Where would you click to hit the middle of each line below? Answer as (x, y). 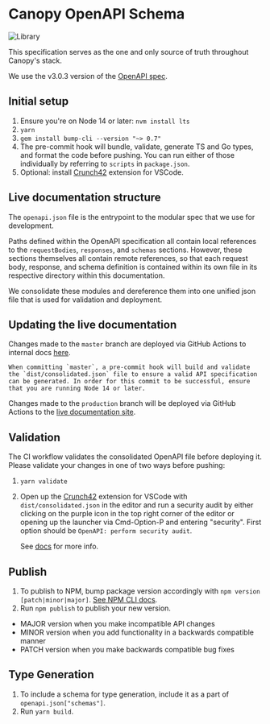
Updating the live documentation (93, 324)
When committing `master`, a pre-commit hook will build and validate (129, 367)
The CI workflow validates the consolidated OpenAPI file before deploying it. (135, 457)
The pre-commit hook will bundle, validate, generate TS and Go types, (137, 147)
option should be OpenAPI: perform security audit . (106, 531)
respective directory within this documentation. (87, 275)
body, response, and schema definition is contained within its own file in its (133, 267)
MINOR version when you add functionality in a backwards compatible (137, 632)
